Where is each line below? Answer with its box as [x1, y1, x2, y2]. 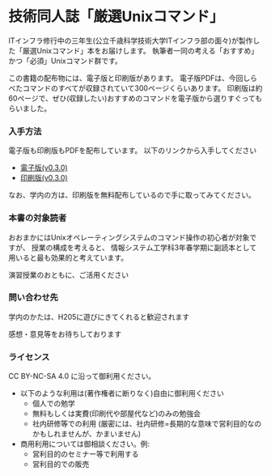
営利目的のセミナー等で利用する [32, 449, 139, 459]
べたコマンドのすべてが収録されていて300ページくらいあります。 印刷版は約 [8, 83, 263, 93]
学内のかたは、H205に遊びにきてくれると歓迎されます [8, 312, 190, 321]
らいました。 [8, 103, 51, 113]
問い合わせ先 [8, 292, 59, 304]
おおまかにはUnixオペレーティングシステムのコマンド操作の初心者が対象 [8, 232, 250, 242]
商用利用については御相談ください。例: [19, 439, 150, 449]
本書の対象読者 [8, 212, 67, 223]
